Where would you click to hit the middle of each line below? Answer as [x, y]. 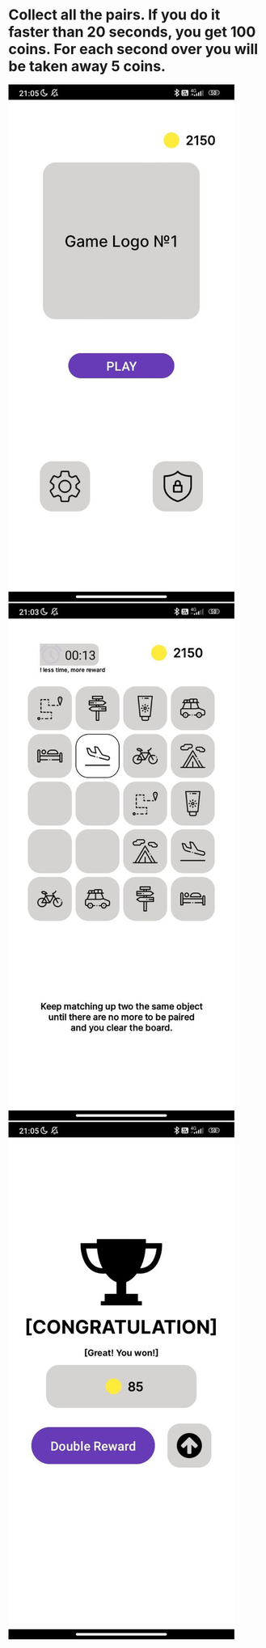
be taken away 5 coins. [87, 67]
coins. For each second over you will [133, 49]
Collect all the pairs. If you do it [114, 15]
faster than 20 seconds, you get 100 [132, 32]
